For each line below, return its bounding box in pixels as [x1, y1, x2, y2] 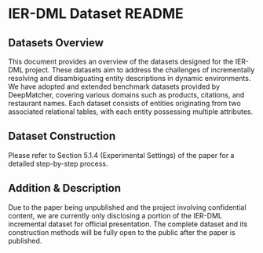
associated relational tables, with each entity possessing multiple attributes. [8, 107, 254, 116]
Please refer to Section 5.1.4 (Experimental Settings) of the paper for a [8, 150, 235, 159]
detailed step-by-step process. [8, 159, 108, 168]
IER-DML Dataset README [8, 5, 184, 23]
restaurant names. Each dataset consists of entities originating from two [8, 99, 241, 108]
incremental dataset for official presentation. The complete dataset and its [8, 219, 248, 229]
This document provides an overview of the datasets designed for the [8, 57, 234, 66]
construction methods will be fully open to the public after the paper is [8, 227, 236, 236]
